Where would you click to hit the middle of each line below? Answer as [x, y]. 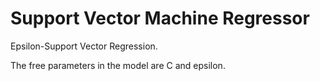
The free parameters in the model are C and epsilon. [118, 65]
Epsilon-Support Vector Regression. [84, 46]
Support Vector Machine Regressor [160, 18]
